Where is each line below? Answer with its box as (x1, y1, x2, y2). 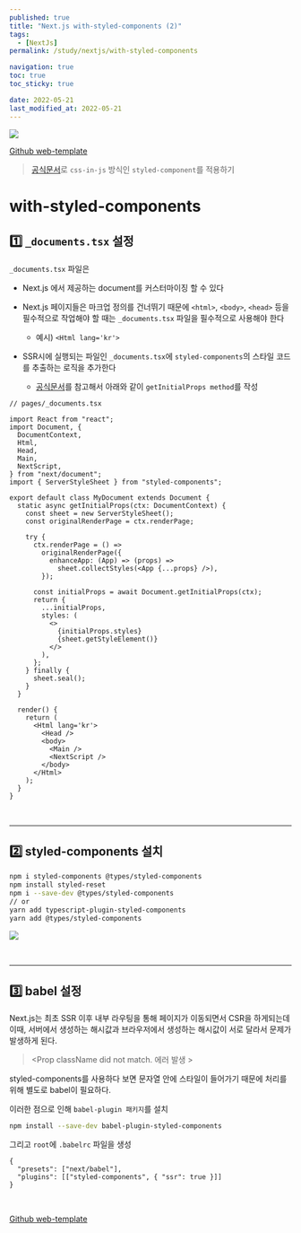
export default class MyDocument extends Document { (9, 493, 211, 503)
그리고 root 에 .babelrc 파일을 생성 (9, 1139, 132, 1150)
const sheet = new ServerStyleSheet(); (25, 509, 175, 518)
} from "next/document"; (9, 469, 102, 478)
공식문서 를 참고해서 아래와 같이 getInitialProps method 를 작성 (35, 380, 258, 391)
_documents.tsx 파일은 (9, 263, 90, 274)
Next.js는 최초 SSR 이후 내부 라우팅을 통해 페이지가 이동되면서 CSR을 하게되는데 (9, 1013, 290, 1024)
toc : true (9, 71, 47, 81)
